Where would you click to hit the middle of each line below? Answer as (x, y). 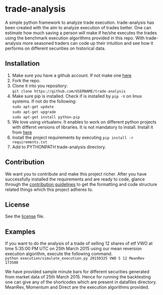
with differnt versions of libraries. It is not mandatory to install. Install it (82, 127)
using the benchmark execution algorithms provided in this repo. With (75, 38)
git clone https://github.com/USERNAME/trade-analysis (69, 91)
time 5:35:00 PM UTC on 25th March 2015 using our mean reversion (73, 249)
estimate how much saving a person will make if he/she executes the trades (81, 33)
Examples (20, 231)
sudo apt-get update (33, 107)
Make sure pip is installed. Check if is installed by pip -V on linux (77, 96)
